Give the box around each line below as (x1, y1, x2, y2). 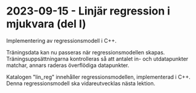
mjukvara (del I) (6, 17, 86, 31)
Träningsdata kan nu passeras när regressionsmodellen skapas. (6, 48, 165, 56)
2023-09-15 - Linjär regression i (6, 4, 171, 18)
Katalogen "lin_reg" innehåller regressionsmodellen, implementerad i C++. (6, 73, 191, 80)
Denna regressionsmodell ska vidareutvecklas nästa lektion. (6, 80, 156, 87)
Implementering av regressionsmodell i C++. (6, 37, 116, 44)
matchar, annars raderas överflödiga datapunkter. (6, 62, 130, 69)
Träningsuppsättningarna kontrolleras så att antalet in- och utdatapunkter (6, 55, 189, 62)
